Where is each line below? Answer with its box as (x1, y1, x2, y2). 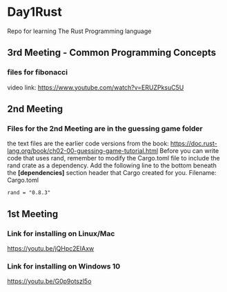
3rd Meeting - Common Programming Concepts (7, 47, 217, 59)
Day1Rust (7, 4, 62, 20)
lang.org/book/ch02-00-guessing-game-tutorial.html (7, 147, 159, 155)
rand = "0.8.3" (7, 189, 51, 196)
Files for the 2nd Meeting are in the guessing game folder (7, 123, 203, 133)
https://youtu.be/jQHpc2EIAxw (7, 244, 95, 252)
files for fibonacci (7, 67, 68, 77)
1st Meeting (7, 208, 59, 220)
